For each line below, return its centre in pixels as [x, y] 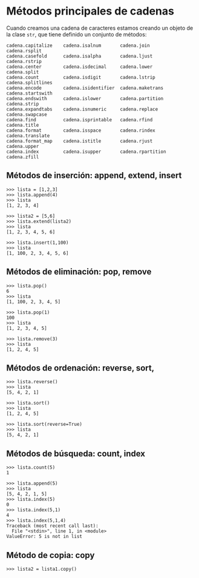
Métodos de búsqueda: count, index [76, 453]
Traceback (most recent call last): [52, 526]
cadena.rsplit [24, 51]
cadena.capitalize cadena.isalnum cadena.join [78, 45]
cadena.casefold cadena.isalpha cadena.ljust [80, 56]
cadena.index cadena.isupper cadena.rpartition [86, 152]
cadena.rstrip [24, 61]
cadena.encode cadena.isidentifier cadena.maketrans [85, 88]
